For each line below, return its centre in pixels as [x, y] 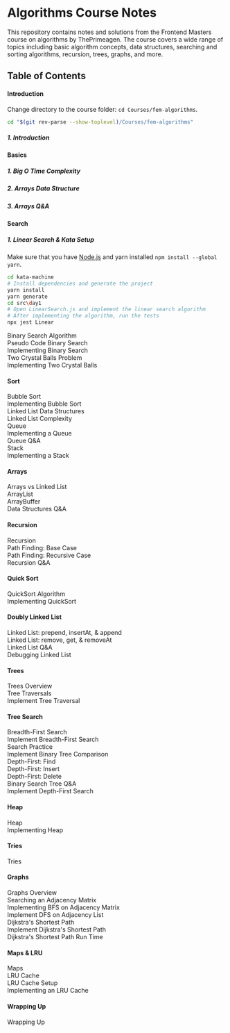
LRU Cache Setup [33, 983]
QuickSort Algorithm [36, 594]
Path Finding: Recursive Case [49, 555]
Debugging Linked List [39, 655]
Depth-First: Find [32, 761]
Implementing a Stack [38, 456]
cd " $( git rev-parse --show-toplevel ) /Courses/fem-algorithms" [100, 122]
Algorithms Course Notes [82, 13]
